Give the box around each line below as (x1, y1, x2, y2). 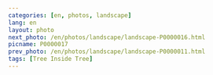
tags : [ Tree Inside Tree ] (8, 55, 93, 63)
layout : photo (8, 26, 55, 34)
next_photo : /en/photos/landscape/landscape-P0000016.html (8, 33, 206, 41)
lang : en (8, 19, 37, 27)
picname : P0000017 (8, 41, 68, 48)
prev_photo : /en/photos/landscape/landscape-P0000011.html (8, 48, 206, 55)
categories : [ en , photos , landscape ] (8, 11, 132, 20)
